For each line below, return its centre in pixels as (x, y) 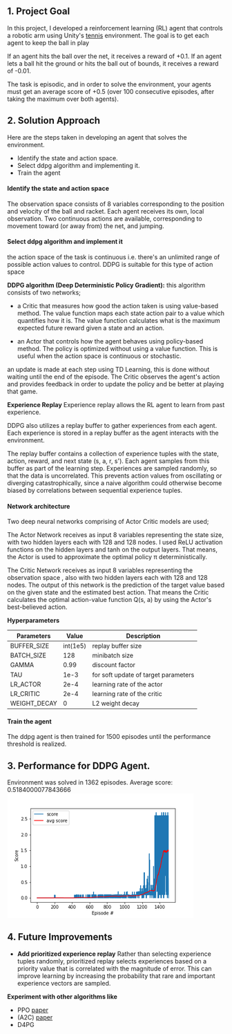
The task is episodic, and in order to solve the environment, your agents (109, 84)
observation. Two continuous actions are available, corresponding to (105, 218)
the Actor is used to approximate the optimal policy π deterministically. (107, 557)
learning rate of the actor (127, 684)
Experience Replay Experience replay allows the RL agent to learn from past (116, 405)
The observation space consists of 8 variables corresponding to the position (116, 204)
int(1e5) (75, 646)
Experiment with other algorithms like (62, 996)
